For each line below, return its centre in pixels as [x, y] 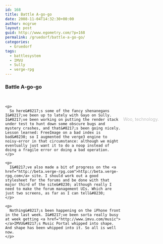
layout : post [19, 28]
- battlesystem [25, 56]
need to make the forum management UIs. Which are [58, 189]
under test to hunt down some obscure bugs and [55, 124]
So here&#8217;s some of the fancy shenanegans [60, 111]
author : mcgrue [21, 24]
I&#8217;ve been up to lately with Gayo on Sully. [58, 115]
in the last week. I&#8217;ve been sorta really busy [62, 215]
